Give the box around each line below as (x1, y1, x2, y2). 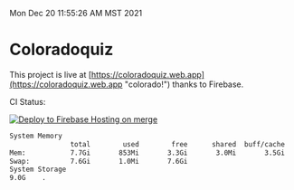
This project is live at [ (9, 69, 92, 80)
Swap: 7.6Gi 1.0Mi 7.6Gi (9, 157, 188, 166)
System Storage (9, 165, 67, 175)
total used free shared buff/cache (70, 139, 285, 148)
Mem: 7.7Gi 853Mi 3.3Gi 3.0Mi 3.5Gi (9, 148, 285, 157)
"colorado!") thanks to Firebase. (124, 79, 244, 90)
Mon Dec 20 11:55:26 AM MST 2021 (9, 8, 143, 18)
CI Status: (9, 96, 46, 107)
